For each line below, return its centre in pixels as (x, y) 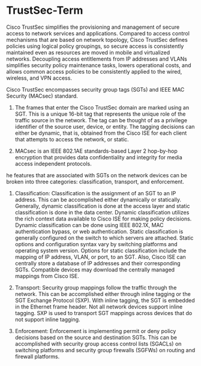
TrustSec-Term (45, 10)
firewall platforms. (37, 356)
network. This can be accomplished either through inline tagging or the (103, 294)
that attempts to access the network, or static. (72, 139)
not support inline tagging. (47, 319)
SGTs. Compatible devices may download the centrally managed (95, 270)
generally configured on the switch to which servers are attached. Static (104, 238)
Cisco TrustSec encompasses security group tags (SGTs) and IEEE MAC (95, 89)
